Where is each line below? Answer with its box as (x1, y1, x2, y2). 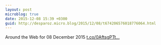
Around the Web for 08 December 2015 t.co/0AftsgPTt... (5, 34, 120, 40)
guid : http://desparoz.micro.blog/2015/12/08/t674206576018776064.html (5, 21, 156, 26)
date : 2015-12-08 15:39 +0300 (5, 16, 68, 21)
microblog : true (5, 12, 39, 17)
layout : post (5, 7, 32, 12)
